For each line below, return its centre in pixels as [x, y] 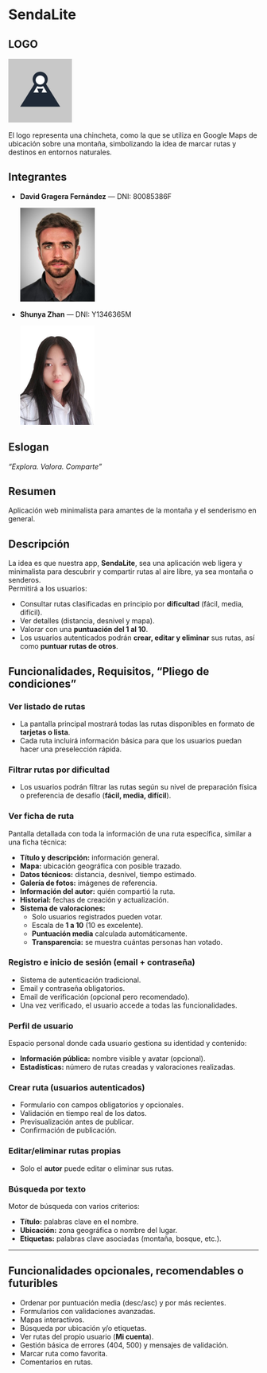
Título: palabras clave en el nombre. [79, 1222]
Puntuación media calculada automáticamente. [110, 934]
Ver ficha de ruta [41, 816]
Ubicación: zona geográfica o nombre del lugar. [99, 1231]
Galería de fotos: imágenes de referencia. [88, 883]
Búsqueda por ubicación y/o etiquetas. [83, 1328]
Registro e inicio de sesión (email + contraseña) [102, 962]
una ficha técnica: [38, 842]
